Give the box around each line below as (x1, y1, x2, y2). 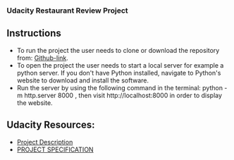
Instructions (6, 27, 61, 39)
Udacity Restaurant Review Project (6, 6, 128, 16)
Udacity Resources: (6, 119, 96, 131)
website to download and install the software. (16, 76, 149, 85)
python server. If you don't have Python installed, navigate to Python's (16, 68, 221, 77)
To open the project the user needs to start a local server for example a (16, 61, 224, 69)
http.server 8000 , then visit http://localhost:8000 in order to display (23, 91, 223, 99)
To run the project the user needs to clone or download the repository (16, 46, 220, 54)
